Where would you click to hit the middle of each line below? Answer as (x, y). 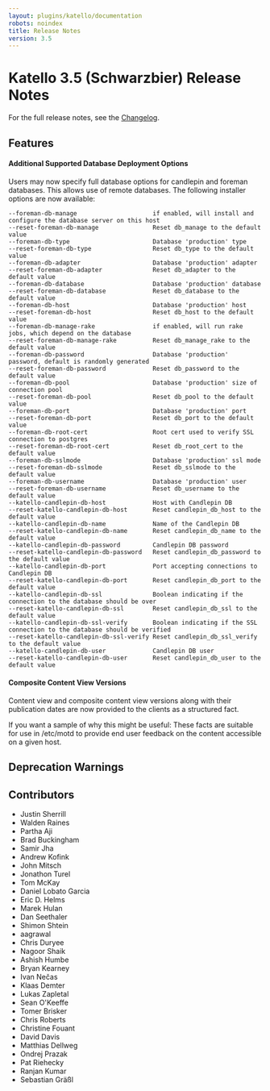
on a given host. (35, 742)
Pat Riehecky (42, 1063)
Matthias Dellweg (49, 1046)
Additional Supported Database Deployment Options (98, 164)
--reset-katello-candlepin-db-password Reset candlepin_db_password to (135, 552)
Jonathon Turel (45, 874)
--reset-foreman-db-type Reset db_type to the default (131, 248)
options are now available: (52, 198)
